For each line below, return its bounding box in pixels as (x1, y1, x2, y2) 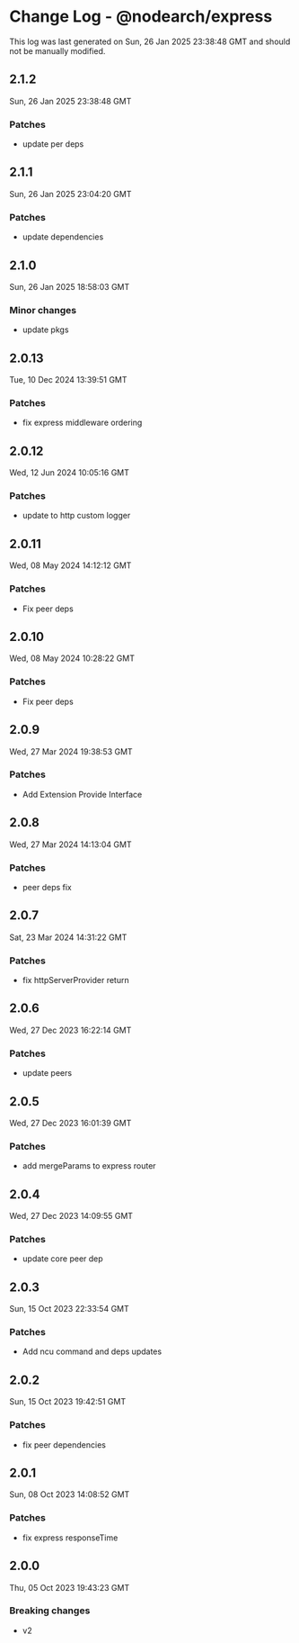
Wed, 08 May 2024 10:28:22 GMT (9, 653, 135, 664)
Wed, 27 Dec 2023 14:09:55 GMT (9, 1211, 133, 1222)
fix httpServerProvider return (22, 975, 129, 986)
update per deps (22, 139, 84, 149)
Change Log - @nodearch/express (9, 6, 273, 27)
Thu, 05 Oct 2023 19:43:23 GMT (9, 1582, 130, 1593)
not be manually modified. (9, 45, 106, 56)
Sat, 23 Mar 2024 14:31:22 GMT (9, 932, 128, 943)
